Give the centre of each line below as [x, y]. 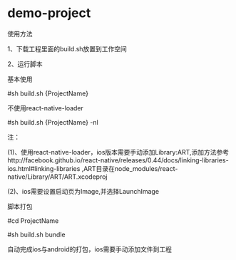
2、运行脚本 [25, 64]
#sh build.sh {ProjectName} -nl [53, 122]
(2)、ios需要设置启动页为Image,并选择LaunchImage [83, 191]
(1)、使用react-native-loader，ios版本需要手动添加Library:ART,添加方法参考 [118, 152]
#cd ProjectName [33, 220]
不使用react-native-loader [46, 108]
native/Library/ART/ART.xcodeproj [57, 177]
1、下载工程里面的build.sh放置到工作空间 [67, 48]
